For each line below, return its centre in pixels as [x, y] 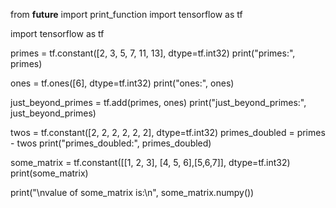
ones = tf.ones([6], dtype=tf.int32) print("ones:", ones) [122, 83]
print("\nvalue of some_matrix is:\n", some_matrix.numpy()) [132, 192]
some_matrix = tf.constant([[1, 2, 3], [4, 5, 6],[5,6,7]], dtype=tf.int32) [150, 162]
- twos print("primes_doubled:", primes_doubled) [111, 143]
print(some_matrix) [49, 173]
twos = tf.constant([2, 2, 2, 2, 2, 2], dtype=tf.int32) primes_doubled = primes [168, 132]
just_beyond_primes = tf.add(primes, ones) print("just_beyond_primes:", [158, 102]
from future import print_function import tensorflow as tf [126, 14]
